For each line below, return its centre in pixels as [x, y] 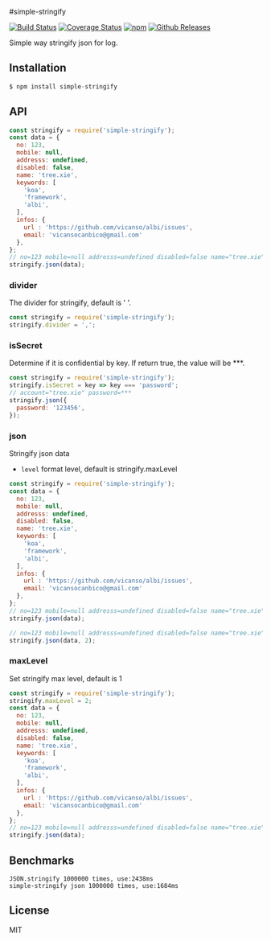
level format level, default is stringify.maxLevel [99, 469]
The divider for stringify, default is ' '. [70, 303]
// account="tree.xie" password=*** [70, 393]
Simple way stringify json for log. [64, 43]
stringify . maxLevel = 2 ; [51, 701]
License [29, 911]
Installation [38, 68]
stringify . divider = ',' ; [52, 325]
